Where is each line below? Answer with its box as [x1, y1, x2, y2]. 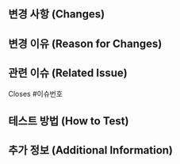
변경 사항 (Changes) [8, 7, 105, 21]
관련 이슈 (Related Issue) [8, 67, 128, 80]
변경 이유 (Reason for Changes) [8, 36, 163, 50]
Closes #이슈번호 [8, 89, 63, 98]
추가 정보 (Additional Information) [8, 143, 173, 157]
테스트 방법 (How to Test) [8, 114, 129, 128]
